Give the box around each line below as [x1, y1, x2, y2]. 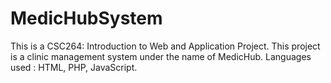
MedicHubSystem [10, 7, 163, 30]
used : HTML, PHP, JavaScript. [10, 61, 138, 73]
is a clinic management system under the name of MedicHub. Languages [10, 50, 312, 62]
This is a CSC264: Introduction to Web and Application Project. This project [10, 40, 321, 52]
